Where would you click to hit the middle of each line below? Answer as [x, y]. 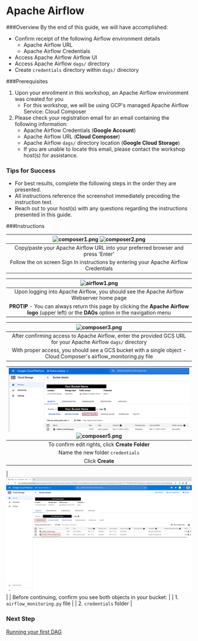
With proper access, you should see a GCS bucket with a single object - [99, 350]
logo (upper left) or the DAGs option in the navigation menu [99, 312]
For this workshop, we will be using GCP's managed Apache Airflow [106, 105]
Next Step [21, 619]
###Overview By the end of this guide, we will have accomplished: [87, 27]
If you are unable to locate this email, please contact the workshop [104, 149]
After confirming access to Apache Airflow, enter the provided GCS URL [99, 336]
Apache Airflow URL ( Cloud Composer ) [72, 136]
